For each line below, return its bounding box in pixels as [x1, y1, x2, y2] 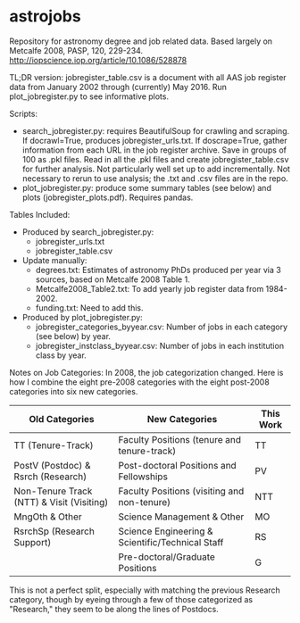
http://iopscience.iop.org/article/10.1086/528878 [9, 54, 187, 65]
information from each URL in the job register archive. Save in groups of [21, 145, 287, 155]
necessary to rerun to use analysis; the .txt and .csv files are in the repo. [21, 172, 288, 184]
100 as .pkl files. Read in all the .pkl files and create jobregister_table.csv [21, 154, 289, 164]
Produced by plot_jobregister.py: [21, 311, 143, 322]
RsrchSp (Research [13, 525, 96, 537]
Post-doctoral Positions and [118, 459, 237, 471]
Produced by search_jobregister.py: [21, 226, 154, 237]
